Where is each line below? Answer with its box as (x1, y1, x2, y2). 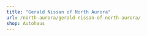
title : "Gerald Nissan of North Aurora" (6, 9, 111, 15)
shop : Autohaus (6, 20, 45, 26)
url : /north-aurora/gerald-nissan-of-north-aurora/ (6, 15, 141, 21)
